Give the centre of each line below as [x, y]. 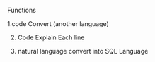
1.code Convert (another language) [58, 24]
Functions [22, 10]
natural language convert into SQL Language [83, 51]
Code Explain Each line [51, 37]
